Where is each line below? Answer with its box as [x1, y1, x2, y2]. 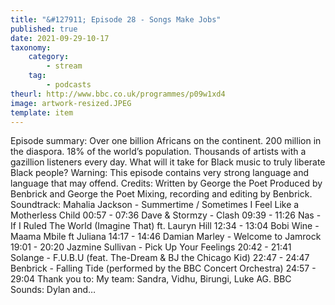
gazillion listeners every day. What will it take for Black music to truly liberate [10, 156, 326, 168]
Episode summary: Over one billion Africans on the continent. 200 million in [10, 135, 322, 147]
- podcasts [46, 80, 92, 90]
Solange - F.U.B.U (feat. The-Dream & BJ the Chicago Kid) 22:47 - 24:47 [10, 252, 310, 264]
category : [28, 52, 70, 62]
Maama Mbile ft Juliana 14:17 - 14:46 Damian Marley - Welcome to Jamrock [10, 231, 322, 243]
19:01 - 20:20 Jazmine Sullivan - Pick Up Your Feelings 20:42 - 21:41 [10, 241, 292, 253]
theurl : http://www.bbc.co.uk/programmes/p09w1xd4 [10, 89, 226, 99]
